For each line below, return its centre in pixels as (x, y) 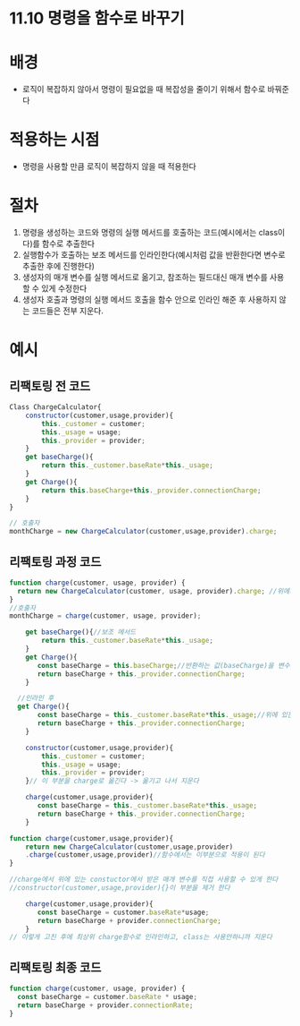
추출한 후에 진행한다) (58, 266)
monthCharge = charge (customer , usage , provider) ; (105, 616)
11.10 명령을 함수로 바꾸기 (97, 18)
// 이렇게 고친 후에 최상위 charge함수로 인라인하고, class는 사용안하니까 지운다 (141, 937)
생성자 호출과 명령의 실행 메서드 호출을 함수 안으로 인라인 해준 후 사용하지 (150, 299)
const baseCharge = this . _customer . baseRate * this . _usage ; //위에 (158, 715)
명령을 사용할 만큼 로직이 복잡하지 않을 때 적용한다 (109, 167)
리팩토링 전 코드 (50, 386)
